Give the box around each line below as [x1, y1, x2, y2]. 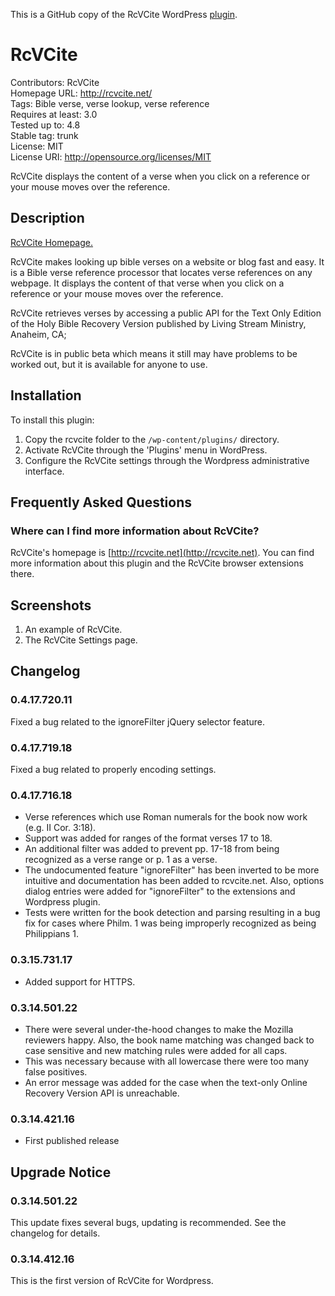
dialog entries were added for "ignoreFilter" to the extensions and [24, 885, 296, 898]
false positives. [24, 1065, 88, 1078]
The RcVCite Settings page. [24, 634, 138, 646]
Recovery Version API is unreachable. [24, 1087, 180, 1099]
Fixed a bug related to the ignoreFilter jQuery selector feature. [10, 715, 266, 728]
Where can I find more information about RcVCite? [10, 524, 260, 538]
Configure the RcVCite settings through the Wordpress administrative [24, 454, 310, 466]
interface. [24, 465, 65, 477]
